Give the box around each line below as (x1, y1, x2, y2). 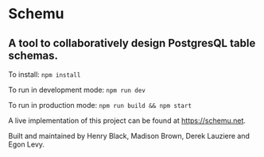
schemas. (8, 48, 58, 62)
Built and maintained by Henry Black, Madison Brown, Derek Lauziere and (8, 132, 250, 140)
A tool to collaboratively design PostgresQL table (8, 36, 256, 50)
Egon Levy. (8, 140, 45, 149)
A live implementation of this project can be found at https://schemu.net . (8, 116, 247, 125)
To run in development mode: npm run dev (8, 85, 146, 94)
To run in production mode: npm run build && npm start (8, 101, 192, 109)
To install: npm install (8, 70, 81, 79)
